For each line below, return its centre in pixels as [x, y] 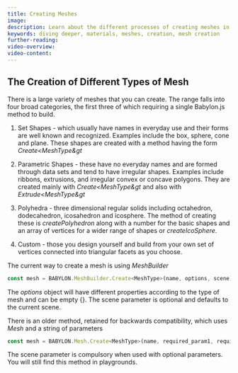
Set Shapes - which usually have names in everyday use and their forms [123, 127]
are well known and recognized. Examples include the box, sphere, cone [123, 135]
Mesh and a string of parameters [55, 328]
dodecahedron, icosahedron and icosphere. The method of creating [117, 215]
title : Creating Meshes [42, 14]
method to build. [31, 114]
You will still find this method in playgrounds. [73, 362]
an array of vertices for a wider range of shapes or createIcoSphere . [117, 230]
